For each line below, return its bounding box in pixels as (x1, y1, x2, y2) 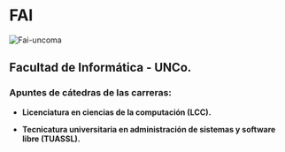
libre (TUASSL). (21, 133, 81, 144)
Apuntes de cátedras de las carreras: (9, 87, 173, 99)
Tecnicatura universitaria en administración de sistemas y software (21, 124, 276, 134)
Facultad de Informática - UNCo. (9, 60, 192, 75)
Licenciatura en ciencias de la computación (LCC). (21, 107, 212, 118)
